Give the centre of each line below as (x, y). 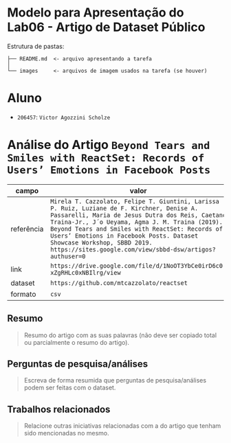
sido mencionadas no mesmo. (66, 433)
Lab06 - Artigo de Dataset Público (106, 27)
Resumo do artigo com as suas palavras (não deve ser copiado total (120, 335)
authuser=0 (68, 256)
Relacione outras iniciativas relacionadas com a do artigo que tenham (122, 426)
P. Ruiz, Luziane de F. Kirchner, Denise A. (124, 208)
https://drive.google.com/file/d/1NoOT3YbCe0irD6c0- (139, 265)
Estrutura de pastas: (36, 46)
